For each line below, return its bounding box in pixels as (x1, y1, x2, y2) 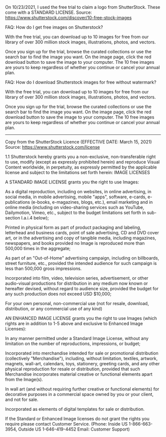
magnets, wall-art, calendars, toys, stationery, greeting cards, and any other (5, 361, 160, 366)
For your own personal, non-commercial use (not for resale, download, (5, 301, 149, 306)
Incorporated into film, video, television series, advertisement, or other (5, 275, 149, 281)
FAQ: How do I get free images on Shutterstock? (5, 24, 103, 30)
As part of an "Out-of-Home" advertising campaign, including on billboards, (5, 255, 160, 261)
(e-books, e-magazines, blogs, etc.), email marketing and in (31, 199, 153, 205)
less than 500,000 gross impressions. (5, 265, 82, 271)
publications (5, 199, 31, 205)
